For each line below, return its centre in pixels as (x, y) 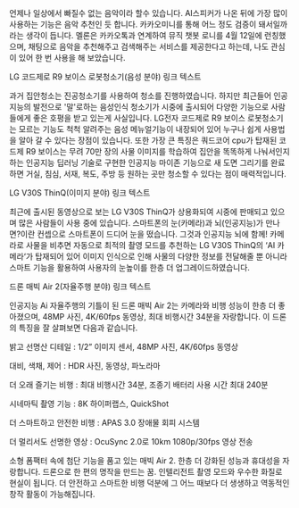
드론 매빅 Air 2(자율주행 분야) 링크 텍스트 (80, 287)
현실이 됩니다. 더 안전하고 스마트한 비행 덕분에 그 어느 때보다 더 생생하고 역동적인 (149, 483)
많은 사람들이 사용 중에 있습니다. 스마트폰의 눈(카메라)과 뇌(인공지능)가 (141, 223)
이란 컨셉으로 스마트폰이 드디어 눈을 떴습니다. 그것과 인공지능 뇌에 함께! (144, 234)
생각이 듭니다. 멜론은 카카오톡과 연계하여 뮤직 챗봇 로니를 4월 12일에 (144, 35)
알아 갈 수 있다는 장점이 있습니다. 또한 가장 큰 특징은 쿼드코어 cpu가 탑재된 (148, 140)
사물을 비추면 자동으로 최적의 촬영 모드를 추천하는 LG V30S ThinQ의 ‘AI (150, 245)
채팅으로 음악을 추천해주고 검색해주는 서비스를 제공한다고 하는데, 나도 (149, 46)
